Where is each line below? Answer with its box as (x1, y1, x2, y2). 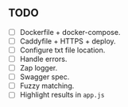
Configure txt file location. (19, 45, 106, 55)
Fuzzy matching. (19, 81, 75, 90)
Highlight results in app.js (19, 90, 105, 100)
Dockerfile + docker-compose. (19, 27, 121, 36)
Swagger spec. (19, 72, 70, 82)
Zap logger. (19, 63, 58, 73)
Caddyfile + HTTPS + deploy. (19, 36, 117, 46)
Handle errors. (19, 55, 68, 63)
